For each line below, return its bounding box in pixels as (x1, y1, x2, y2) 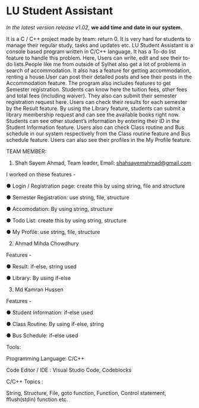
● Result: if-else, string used (6, 262, 77, 270)
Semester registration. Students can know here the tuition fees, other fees (6, 86, 187, 93)
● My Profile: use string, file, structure (6, 228, 100, 235)
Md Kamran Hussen (14, 286, 64, 293)
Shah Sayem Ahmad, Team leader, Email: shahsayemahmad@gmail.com (14, 159, 192, 166)
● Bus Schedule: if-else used (6, 331, 78, 339)
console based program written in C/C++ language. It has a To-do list (6, 48, 176, 55)
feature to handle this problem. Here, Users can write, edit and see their (6, 54, 182, 61)
